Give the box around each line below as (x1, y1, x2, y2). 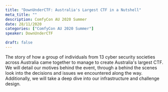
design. (5, 80, 21, 86)
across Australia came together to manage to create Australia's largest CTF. (5, 59, 163, 65)
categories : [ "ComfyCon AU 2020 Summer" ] (5, 26, 94, 31)
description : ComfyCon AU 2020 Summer (5, 17, 87, 22)
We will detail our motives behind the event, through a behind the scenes (5, 64, 157, 71)
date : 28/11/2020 (5, 21, 42, 27)
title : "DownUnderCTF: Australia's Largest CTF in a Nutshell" (5, 7, 142, 13)
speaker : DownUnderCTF (5, 31, 53, 36)
